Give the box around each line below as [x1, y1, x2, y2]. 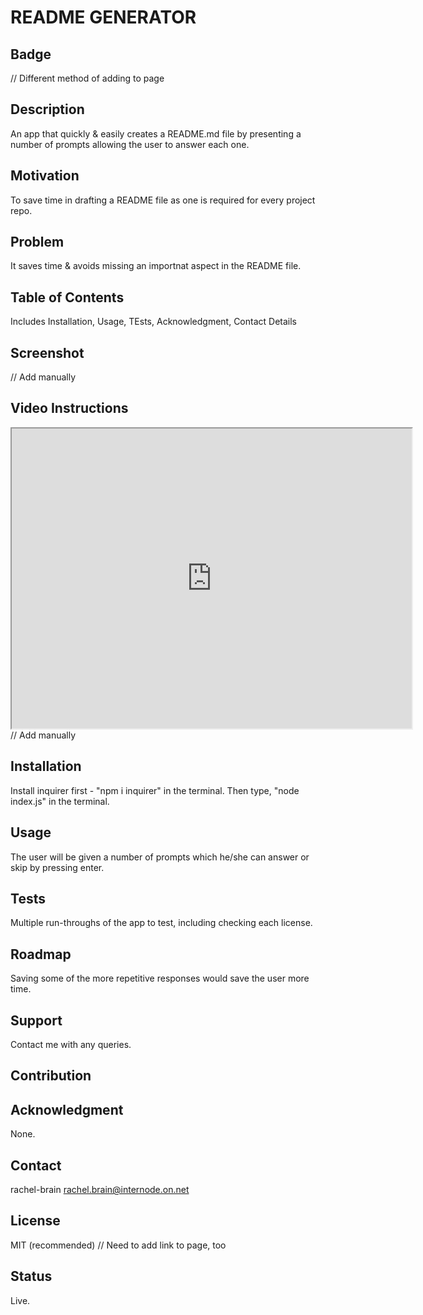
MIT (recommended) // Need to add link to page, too [10, 1239, 227, 1251]
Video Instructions [10, 400, 129, 417]
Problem [10, 234, 65, 251]
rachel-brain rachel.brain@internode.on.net [10, 1183, 190, 1195]
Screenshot [10, 344, 85, 361]
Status [10, 1268, 53, 1285]
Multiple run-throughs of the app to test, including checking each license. [10, 917, 313, 929]
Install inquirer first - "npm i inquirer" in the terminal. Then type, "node [10, 784, 300, 796]
